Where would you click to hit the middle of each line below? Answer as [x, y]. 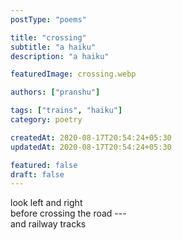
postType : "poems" [48, 19]
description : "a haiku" [60, 56]
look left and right [46, 203]
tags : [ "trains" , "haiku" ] [66, 111]
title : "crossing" [48, 37]
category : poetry [46, 120]
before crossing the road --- [68, 213]
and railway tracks [48, 224]
